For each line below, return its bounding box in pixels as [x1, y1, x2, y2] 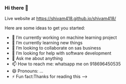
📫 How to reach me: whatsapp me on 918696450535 [11, 61, 121, 67]
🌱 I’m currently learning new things [11, 40, 83, 46]
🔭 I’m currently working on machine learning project [11, 34, 117, 41]
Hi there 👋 [4, 4, 29, 11]
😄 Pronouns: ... [11, 68, 44, 74]
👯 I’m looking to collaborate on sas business [11, 45, 101, 51]
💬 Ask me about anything [11, 56, 63, 61]
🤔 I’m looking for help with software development [11, 50, 112, 56]
